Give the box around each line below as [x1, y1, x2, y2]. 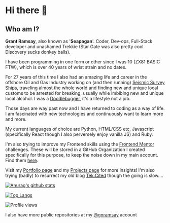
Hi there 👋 [5, 5, 47, 16]
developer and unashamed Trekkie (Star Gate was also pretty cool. [5, 44, 145, 50]
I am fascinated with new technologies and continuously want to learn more [5, 111, 163, 117]
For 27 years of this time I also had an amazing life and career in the [5, 74, 147, 80]
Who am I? [5, 25, 40, 33]
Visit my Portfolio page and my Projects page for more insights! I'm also [5, 167, 155, 173]
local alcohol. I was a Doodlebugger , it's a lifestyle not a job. [5, 96, 131, 101]
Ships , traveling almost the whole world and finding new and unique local [5, 85, 158, 91]
